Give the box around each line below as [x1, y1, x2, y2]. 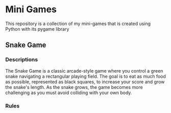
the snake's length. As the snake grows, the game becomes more [5, 84, 143, 90]
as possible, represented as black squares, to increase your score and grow [5, 78, 165, 85]
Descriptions [5, 56, 38, 63]
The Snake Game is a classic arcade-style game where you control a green [5, 67, 163, 74]
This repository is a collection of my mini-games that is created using [5, 20, 151, 27]
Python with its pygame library [5, 26, 69, 32]
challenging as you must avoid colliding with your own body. [5, 89, 132, 96]
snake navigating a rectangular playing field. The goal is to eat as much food [5, 73, 166, 79]
